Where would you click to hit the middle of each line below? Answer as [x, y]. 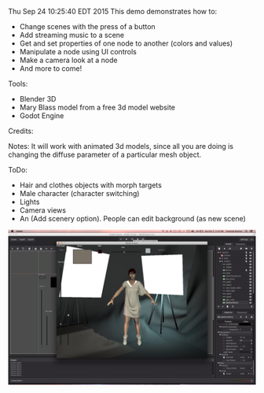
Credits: [21, 131]
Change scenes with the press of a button [87, 26]
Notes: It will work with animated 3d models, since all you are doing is [121, 146]
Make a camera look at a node [68, 60]
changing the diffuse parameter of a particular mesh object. [105, 154]
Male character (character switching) [79, 193]
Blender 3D [38, 99]
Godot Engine [42, 116]
